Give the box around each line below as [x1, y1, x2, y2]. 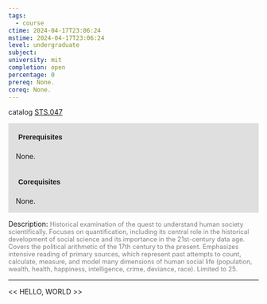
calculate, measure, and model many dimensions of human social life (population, [8, 258, 253, 267]
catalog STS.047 [8, 107, 64, 117]
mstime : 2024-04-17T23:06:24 [8, 33, 105, 42]
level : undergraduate [8, 41, 80, 49]
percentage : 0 [8, 71, 56, 79]
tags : [8, 11, 26, 20]
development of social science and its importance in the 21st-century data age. [8, 236, 246, 244]
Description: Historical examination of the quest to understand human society [8, 220, 244, 229]
